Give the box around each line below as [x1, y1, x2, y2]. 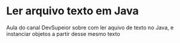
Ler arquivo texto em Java [6, 4, 139, 18]
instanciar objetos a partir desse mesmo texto [6, 30, 121, 37]
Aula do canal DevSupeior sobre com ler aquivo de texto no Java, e [6, 24, 174, 31]
